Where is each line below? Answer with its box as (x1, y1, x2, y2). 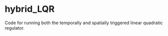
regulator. (5, 25, 25, 31)
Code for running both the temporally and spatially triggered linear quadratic (5, 20, 163, 26)
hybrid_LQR (5, 3, 55, 15)
